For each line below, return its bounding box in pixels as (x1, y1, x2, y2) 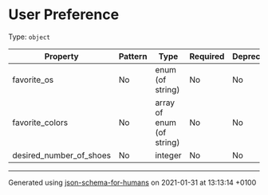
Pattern (118, 50, 148, 61)
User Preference (8, 6, 120, 24)
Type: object (8, 32, 50, 41)
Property (44, 50, 79, 61)
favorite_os (12, 74, 54, 85)
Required (189, 50, 225, 61)
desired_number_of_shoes (12, 150, 112, 161)
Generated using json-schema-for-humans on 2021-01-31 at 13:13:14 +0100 (8, 177, 257, 187)
